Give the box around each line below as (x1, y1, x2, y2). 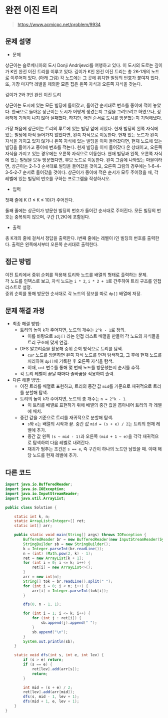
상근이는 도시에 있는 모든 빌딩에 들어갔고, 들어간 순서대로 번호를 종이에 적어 (5, 102, 152, 108)
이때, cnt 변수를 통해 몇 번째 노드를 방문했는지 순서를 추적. (27, 364, 141, 371)
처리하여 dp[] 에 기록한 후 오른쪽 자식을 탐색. (27, 358, 114, 364)
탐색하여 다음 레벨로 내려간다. (32, 439, 90, 446)
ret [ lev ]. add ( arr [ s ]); (31, 666, 79, 671)
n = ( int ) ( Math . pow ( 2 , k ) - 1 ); (23, 551, 93, 556)
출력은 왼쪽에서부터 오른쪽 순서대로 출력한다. (11, 241, 99, 247)
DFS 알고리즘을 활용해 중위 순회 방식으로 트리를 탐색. (19, 346, 123, 352)
